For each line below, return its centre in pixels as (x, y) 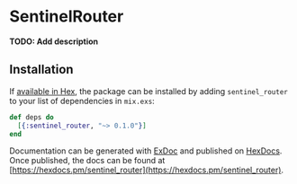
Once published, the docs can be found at (87, 161)
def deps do (31, 117)
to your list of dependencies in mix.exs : (82, 101)
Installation (41, 70)
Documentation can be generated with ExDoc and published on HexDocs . (146, 151)
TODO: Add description (54, 41)
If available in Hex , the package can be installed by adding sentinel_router (148, 91)
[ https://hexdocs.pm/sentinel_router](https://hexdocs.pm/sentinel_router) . (147, 170)
